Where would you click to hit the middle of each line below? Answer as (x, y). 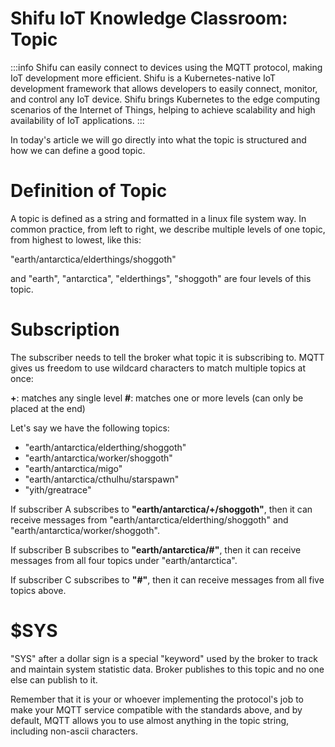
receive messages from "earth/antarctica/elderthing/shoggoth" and (149, 519)
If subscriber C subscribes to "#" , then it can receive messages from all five (167, 579)
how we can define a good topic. (78, 150)
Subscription (65, 329)
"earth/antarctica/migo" (73, 468)
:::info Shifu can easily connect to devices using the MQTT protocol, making (166, 67)
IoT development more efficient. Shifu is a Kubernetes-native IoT (143, 78)
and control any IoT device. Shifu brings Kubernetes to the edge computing (165, 99)
